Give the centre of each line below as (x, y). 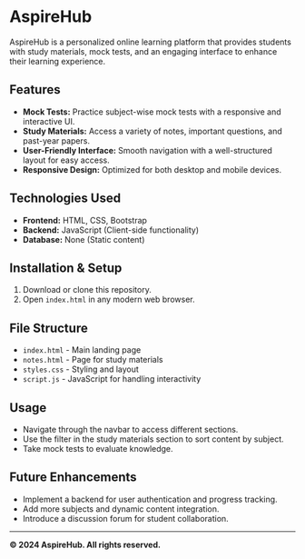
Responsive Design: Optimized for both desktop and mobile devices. (152, 169)
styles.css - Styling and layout (80, 369)
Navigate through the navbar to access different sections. (130, 429)
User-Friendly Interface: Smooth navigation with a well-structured (147, 150)
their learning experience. (58, 61)
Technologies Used (65, 199)
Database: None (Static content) (84, 239)
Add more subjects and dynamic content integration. (121, 509)
